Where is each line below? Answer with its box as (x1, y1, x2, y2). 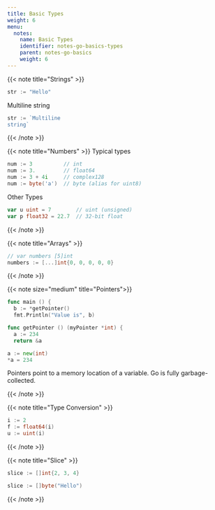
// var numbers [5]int (7, 252, 73, 259)
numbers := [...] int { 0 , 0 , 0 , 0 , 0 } (7, 259, 114, 266)
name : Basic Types (20, 36, 73, 43)
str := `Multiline (7, 115, 61, 122)
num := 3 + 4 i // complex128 (7, 174, 105, 181)
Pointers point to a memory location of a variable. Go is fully (7, 369, 179, 377)
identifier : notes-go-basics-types (20, 43, 124, 50)
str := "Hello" (7, 88, 52, 95)
